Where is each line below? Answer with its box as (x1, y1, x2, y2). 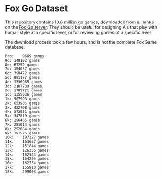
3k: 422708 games (5, 105, 40, 110)
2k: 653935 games (5, 101, 40, 106)
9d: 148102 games (5, 58, 40, 63)
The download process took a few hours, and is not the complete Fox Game (5, 39, 157, 45)
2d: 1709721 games (5, 88, 42, 93)
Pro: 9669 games (5, 53, 45, 59)
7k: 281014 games (5, 122, 40, 127)
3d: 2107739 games (5, 84, 42, 89)
